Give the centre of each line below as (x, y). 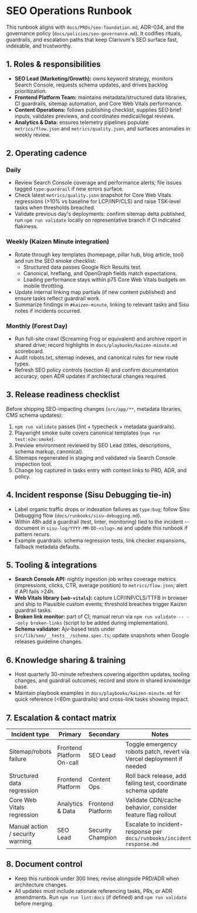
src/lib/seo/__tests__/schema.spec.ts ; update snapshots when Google (102, 636)
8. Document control (45, 864)
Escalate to (141, 824)
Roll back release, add (156, 776)
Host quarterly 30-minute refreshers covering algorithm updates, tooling (102, 674)
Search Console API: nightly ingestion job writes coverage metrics (95, 579)
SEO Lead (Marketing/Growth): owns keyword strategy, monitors (94, 78)
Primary (70, 734)
